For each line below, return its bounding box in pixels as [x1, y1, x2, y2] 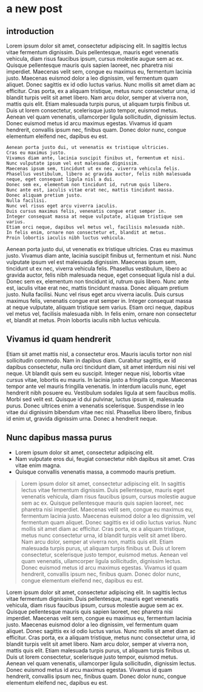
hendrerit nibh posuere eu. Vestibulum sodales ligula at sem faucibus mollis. [6, 389, 196, 396]
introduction [6, 26, 55, 36]
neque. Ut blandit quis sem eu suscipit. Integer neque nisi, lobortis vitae [6, 370, 185, 377]
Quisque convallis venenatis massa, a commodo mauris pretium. [15, 468, 176, 476]
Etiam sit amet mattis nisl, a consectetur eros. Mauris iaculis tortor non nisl [6, 350, 192, 358]
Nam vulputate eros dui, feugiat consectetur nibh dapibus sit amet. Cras [15, 455, 195, 462]
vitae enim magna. [15, 462, 62, 469]
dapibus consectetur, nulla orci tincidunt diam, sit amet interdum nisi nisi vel [6, 363, 196, 370]
